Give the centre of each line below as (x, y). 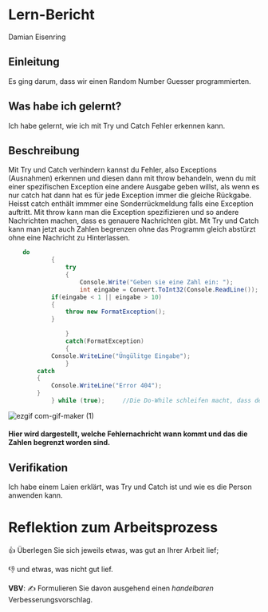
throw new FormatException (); (115, 312)
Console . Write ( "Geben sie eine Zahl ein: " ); (156, 282)
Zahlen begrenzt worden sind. (59, 443)
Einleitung (34, 62)
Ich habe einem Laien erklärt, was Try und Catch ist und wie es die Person (130, 487)
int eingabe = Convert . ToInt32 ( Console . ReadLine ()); (169, 289)
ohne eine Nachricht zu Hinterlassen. (69, 238)
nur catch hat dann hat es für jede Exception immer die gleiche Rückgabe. (130, 195)
